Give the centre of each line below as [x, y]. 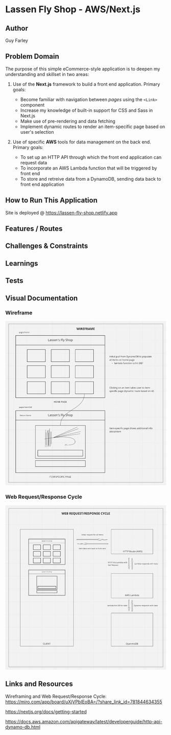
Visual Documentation [42, 298]
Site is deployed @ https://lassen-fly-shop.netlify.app [61, 212]
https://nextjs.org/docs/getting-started [46, 712]
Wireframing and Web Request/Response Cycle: [56, 696]
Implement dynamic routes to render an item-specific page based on [93, 127]
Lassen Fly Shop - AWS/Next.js [73, 9]
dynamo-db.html [23, 727]
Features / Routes [34, 229]
